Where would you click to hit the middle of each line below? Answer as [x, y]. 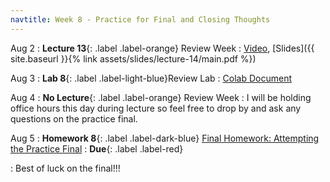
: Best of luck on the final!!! [65, 168]
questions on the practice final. [74, 118]
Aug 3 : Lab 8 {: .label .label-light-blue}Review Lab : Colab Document [151, 78]
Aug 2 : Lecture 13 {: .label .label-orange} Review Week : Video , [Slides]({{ [162, 48]
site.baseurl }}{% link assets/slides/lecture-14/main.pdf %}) [133, 58]
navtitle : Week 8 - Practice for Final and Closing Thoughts [140, 19]
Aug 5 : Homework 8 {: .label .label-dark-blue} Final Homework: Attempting [165, 138]
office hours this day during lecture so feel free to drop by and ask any [156, 108]
